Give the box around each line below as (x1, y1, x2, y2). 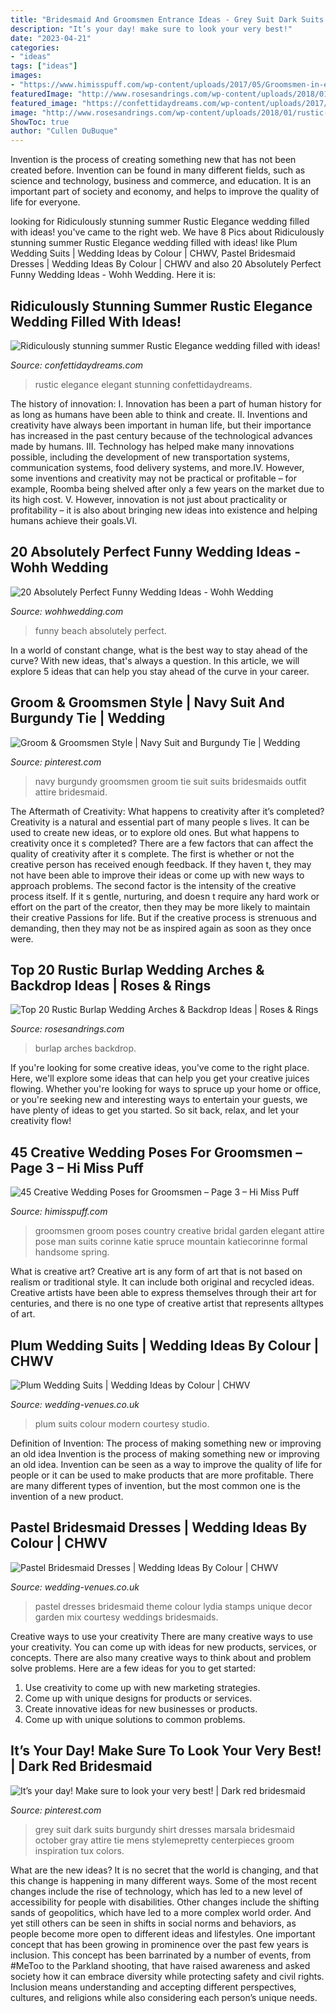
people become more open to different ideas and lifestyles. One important (10, 1927, 316, 1940)
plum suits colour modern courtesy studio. (34, 1418, 210, 1430)
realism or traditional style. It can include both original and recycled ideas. (10, 1276, 315, 1288)
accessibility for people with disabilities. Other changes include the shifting (10, 1896, 320, 1908)
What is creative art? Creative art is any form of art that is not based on (10, 1266, 303, 1278)
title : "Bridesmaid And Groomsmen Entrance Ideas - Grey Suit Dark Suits (10, 14, 325, 25)
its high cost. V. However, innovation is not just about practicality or (10, 493, 288, 505)
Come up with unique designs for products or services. (24, 1692, 253, 1704)
